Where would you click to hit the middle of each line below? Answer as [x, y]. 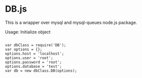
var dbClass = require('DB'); [36, 45]
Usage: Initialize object [28, 32]
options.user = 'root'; [29, 58]
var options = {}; [24, 49]
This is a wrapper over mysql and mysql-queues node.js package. [71, 22]
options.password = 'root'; [34, 62]
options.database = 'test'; [34, 66]
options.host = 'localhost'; [35, 54]
